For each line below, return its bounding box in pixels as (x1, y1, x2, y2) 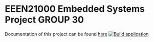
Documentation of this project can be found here (5, 31, 108, 37)
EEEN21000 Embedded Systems (5, 3, 145, 15)
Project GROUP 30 (5, 14, 84, 26)
